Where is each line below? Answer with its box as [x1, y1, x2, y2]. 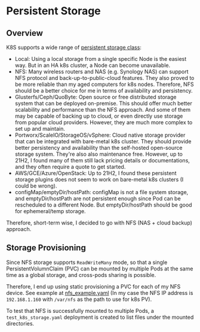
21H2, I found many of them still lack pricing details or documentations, [14, 157, 190, 164]
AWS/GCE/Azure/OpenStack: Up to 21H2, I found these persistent [14, 170, 177, 177]
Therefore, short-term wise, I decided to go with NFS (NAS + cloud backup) [6, 219, 193, 226]
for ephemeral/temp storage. [14, 208, 86, 214]
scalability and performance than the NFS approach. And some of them [14, 106, 191, 113]
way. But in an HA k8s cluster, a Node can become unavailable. [14, 62, 171, 69]
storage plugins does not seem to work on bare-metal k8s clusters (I [14, 176, 184, 183]
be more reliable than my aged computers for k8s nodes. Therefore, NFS [14, 81, 194, 88]
